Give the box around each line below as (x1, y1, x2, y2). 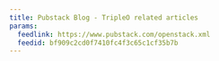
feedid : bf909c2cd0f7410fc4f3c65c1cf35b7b (17, 38, 179, 48)
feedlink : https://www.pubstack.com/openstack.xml (17, 30, 211, 39)
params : (9, 22, 39, 30)
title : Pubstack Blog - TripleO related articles (9, 13, 199, 22)
